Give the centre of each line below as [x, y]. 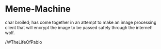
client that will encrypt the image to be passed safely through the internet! [79, 27]
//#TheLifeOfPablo [24, 42]
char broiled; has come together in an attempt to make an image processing [81, 22]
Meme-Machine [38, 9]
